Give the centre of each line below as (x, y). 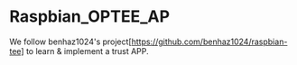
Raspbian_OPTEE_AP (89, 17)
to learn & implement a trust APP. (87, 51)
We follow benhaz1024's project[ (71, 42)
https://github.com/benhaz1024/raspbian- (209, 42)
